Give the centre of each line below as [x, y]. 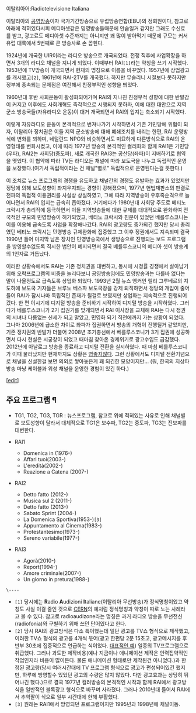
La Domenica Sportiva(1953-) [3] [62, 519]
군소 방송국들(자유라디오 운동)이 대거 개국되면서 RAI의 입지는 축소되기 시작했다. [96, 112]
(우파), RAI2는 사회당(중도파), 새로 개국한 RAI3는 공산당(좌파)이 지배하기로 [91, 153]
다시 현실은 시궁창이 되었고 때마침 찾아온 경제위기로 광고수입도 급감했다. [99, 339]
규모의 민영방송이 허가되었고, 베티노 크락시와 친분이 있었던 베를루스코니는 [105, 217]
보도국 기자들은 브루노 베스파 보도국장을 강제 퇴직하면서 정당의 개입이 [100, 288]
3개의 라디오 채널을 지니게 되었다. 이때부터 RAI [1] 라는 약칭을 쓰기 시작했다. [102, 63]
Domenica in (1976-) [48, 453]
